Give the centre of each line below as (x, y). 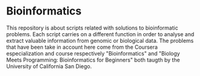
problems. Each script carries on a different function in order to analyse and (100, 34)
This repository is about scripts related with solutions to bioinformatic (92, 28)
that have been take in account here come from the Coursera (82, 47)
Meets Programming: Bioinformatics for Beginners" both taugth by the (93, 60)
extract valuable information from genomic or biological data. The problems (100, 40)
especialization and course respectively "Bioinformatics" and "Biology (93, 53)
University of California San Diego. (49, 66)
